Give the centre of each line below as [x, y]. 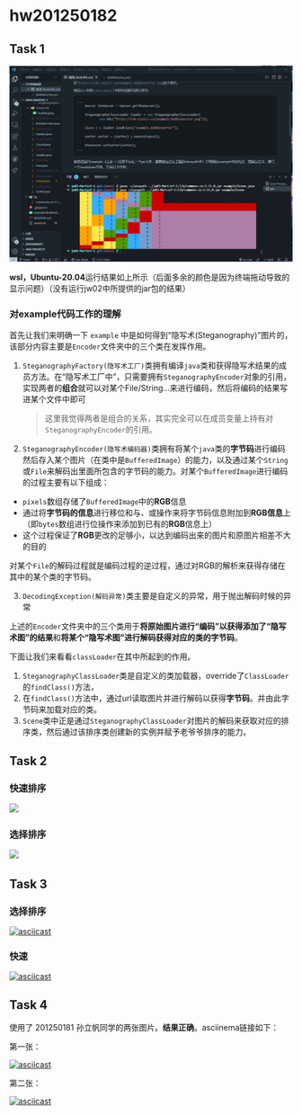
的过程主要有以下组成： [66, 483]
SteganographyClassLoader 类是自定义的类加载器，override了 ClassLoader [155, 676]
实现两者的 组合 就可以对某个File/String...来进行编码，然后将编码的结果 [151, 388]
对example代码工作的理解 [65, 314]
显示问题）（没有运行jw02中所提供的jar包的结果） [100, 288]
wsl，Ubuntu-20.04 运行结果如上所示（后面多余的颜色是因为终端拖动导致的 [150, 277]
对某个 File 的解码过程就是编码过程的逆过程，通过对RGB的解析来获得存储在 [147, 566]
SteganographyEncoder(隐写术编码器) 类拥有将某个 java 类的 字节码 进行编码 [154, 449]
